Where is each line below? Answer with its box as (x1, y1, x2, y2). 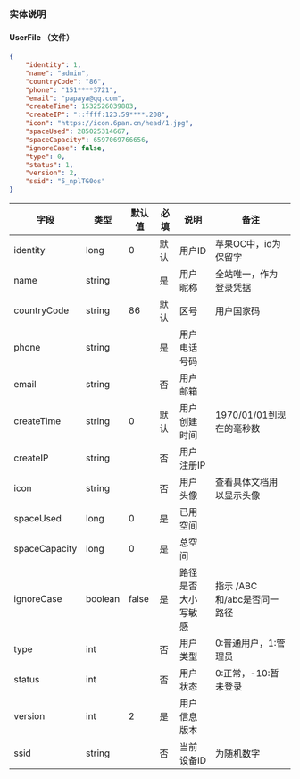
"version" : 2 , (25, 168, 78, 178)
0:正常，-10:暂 (214, 667, 279, 679)
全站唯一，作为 (214, 268, 279, 280)
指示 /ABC (214, 580, 258, 592)
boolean (86, 593, 121, 605)
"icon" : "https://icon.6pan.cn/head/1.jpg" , (25, 119, 194, 128)
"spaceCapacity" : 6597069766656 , (25, 135, 150, 144)
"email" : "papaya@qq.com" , (25, 94, 126, 103)
